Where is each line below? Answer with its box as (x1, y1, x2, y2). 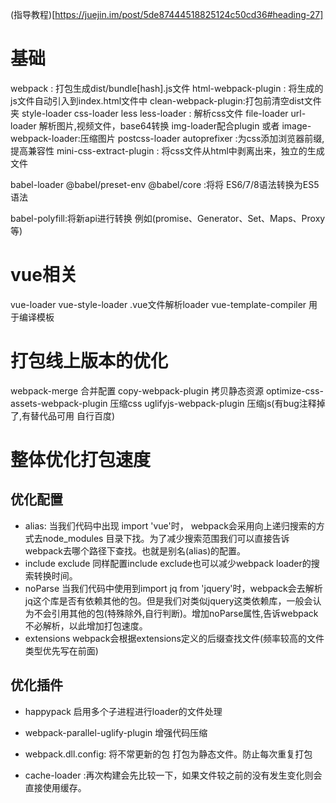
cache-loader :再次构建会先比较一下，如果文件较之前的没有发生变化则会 (24, 769, 323, 781)
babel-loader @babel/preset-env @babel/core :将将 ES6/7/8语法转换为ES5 (10, 178, 320, 190)
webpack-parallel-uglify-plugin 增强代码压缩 (24, 726, 208, 738)
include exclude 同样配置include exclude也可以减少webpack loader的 (24, 557, 312, 569)
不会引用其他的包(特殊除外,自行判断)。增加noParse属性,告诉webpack (33, 607, 319, 619)
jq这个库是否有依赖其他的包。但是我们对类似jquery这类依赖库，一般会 (24, 594, 313, 607)
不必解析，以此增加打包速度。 (24, 619, 148, 632)
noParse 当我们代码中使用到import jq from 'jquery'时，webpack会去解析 (24, 582, 323, 594)
